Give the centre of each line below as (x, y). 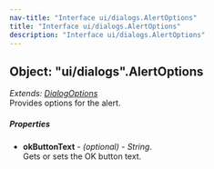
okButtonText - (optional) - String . (87, 147)
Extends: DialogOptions (54, 94)
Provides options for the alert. (65, 103)
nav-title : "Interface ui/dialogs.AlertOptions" (103, 18)
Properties (30, 124)
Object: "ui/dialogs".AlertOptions (107, 71)
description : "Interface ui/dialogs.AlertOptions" (107, 35)
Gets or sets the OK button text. (82, 156)
